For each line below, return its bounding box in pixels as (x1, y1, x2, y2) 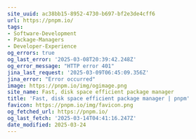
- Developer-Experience (7, 43, 77, 50)
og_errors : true (7, 50, 55, 57)
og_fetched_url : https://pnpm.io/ (7, 108, 109, 115)
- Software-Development (7, 29, 77, 37)
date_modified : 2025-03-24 (7, 121, 86, 128)
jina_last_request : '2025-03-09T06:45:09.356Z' (7, 69, 150, 76)
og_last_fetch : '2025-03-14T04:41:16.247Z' (7, 114, 137, 121)
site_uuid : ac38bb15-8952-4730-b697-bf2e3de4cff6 (7, 10, 156, 18)
